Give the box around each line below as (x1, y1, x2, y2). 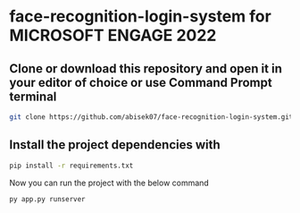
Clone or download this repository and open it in (9, 61, 283, 76)
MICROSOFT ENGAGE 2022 (9, 25, 217, 46)
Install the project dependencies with (9, 137, 221, 153)
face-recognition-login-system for (9, 6, 272, 27)
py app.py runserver (9, 194, 87, 203)
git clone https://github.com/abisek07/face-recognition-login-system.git (9, 113, 294, 122)
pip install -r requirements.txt (9, 161, 134, 170)
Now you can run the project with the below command (9, 177, 210, 188)
